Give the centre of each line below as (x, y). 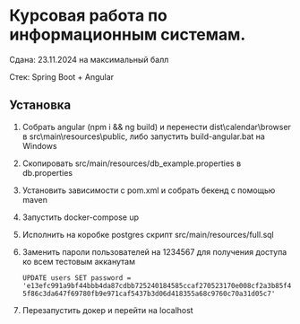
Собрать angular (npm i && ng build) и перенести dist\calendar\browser (156, 127)
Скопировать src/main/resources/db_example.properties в (132, 163)
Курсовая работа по (88, 16)
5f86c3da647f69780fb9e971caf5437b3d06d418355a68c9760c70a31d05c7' (149, 293)
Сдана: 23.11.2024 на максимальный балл (89, 59)
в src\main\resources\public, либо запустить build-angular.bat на (144, 136)
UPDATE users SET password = (77, 278)
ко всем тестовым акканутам (79, 261)
